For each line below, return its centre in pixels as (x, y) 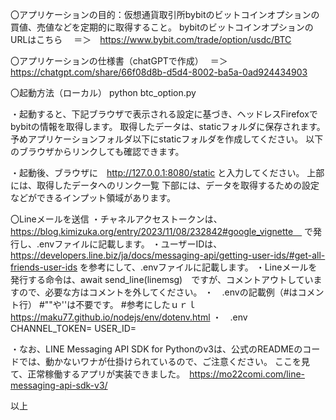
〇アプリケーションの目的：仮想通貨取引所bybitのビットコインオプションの (165, 14)
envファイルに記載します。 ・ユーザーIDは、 (128, 244)
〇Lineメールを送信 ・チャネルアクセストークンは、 (114, 219)
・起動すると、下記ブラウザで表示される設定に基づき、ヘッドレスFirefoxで (164, 114)
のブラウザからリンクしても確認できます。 (97, 151)
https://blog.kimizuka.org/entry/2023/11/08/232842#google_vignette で (162, 231)
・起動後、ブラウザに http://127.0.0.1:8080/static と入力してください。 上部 (167, 172)
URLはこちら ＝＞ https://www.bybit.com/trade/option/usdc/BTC (151, 39)
